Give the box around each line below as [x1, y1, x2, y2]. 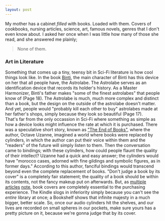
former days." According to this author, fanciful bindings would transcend [5, 163, 154, 169]
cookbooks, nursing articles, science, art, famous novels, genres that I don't [5, 26, 160, 32]
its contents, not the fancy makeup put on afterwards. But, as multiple [5, 179, 146, 185]
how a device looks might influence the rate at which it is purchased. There [5, 121, 158, 127]
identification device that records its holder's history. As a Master [5, 84, 138, 91]
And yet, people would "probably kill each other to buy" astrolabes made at [5, 106, 158, 111]
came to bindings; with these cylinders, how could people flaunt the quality [5, 147, 158, 153]
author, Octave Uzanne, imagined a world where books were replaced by [5, 132, 154, 138]
